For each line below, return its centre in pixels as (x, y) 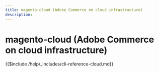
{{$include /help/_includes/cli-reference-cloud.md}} (59, 64)
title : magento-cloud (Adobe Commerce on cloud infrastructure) (74, 10)
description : (19, 15)
